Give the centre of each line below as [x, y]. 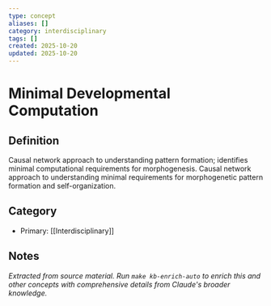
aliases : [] [28, 23]
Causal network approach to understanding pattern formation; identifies [128, 160]
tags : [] [23, 38]
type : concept [32, 16]
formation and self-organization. [62, 186]
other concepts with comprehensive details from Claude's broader [119, 284]
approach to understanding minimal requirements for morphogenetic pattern [136, 177]
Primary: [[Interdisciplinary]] [67, 231]
